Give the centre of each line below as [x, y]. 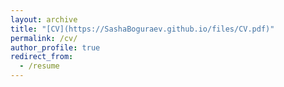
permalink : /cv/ [44, 38]
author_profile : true [55, 47]
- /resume [39, 66]
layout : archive [44, 19]
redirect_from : [42, 57]
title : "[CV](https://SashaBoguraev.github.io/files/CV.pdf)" [142, 29]
